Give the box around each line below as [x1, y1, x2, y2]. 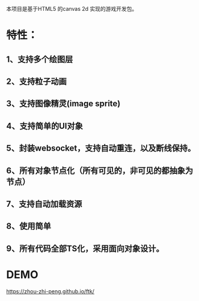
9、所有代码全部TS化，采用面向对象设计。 [6, 243, 164, 254]
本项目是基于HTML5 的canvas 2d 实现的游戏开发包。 [6, 5, 138, 12]
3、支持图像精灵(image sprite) [6, 98, 121, 109]
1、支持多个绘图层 [6, 54, 73, 64]
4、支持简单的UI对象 [6, 121, 83, 131]
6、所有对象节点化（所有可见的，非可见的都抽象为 [6, 165, 194, 176]
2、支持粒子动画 [6, 76, 67, 86]
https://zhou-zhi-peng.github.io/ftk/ [6, 287, 95, 295]
